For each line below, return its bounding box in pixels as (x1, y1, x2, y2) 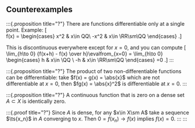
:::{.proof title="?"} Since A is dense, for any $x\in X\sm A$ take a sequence (6, 109, 189, 116)
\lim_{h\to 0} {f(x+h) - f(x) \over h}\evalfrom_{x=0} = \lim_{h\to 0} (6, 50, 163, 57)
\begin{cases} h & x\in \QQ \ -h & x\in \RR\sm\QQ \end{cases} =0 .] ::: (6, 56, 174, 63)
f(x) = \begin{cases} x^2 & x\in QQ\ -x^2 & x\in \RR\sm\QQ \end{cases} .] (6, 32, 182, 40)
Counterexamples (6, 5, 73, 15)
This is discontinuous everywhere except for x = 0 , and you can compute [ (6, 44, 186, 51)
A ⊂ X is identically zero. (6, 98, 66, 105)
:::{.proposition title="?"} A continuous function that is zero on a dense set (6, 91, 185, 98)
